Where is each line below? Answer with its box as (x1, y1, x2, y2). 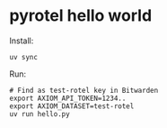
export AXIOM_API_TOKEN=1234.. (9, 94, 127, 103)
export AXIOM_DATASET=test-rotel (9, 101, 135, 111)
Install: (9, 35, 34, 46)
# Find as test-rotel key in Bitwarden (9, 86, 159, 95)
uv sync (9, 52, 39, 61)
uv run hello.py (9, 109, 70, 118)
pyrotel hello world (9, 5, 153, 26)
